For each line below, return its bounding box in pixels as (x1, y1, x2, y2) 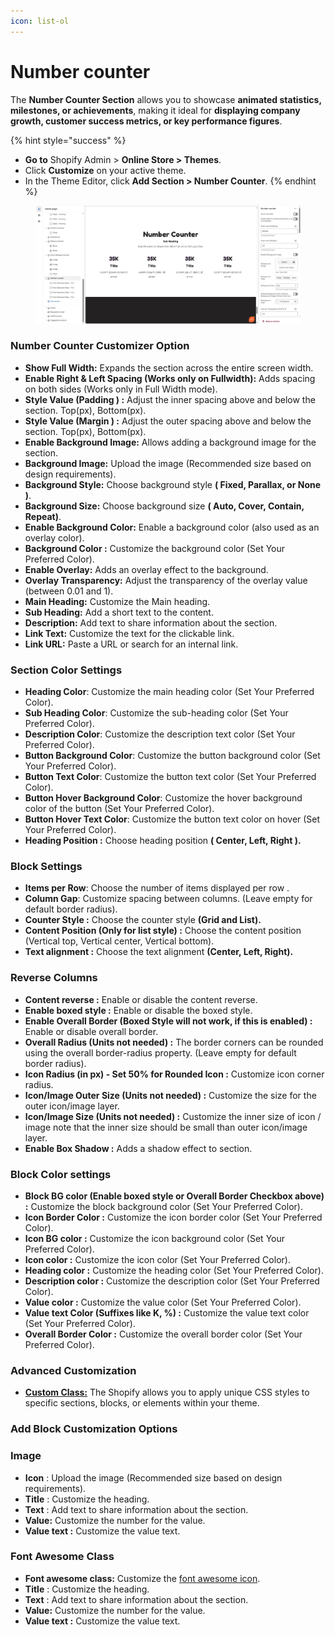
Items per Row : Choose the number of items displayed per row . (24, 882, 290, 894)
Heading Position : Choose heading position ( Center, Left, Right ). (24, 835, 302, 847)
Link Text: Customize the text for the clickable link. (24, 627, 235, 639)
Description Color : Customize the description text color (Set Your (24, 728, 296, 740)
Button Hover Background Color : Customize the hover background (24, 792, 303, 804)
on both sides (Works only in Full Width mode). (24, 383, 218, 395)
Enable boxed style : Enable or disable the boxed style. (24, 1004, 253, 1016)
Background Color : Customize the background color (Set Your (24, 542, 286, 554)
